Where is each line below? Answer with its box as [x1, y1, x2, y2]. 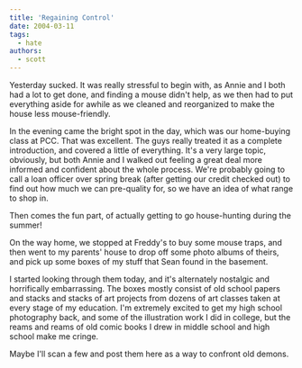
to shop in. [9, 193, 50, 203]
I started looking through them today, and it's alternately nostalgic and [9, 274, 270, 284]
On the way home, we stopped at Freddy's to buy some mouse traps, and [9, 238, 282, 247]
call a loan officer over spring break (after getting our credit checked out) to [9, 174, 291, 184]
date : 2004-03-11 [9, 22, 75, 31]
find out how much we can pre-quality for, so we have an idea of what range [9, 184, 294, 193]
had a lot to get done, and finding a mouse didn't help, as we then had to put [9, 89, 294, 100]
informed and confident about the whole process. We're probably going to [9, 164, 286, 175]
